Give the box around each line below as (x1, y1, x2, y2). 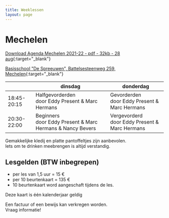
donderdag (122, 83, 149, 90)
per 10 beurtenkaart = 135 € (12, 177, 70, 183)
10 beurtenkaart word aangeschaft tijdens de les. (12, 182, 114, 188)
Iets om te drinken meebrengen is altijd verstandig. (5, 143, 111, 149)
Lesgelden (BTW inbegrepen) (5, 157, 99, 167)
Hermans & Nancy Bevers (35, 125, 97, 132)
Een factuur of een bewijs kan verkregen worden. (5, 201, 108, 207)
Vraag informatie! (5, 207, 41, 213)
